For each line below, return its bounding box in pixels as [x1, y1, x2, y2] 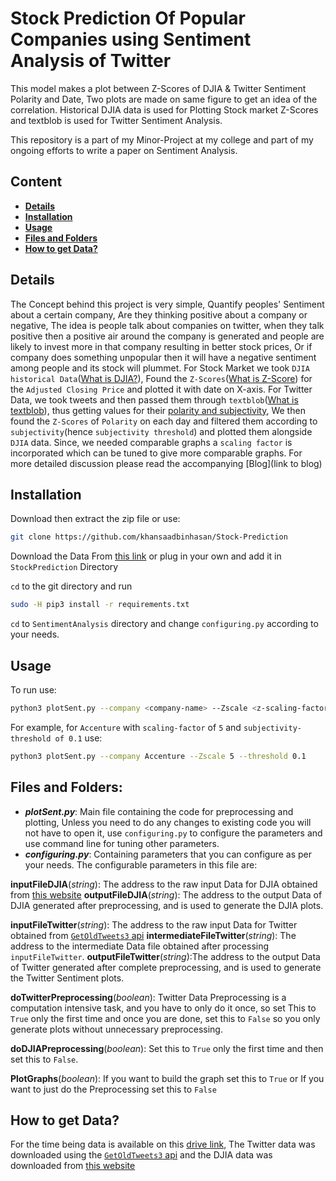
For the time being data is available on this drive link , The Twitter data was [10, 1138, 316, 1151]
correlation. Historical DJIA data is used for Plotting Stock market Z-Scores [10, 103, 319, 116]
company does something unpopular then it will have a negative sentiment [10, 351, 317, 363]
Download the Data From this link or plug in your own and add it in [10, 550, 282, 562]
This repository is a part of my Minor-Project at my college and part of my [10, 133, 314, 146]
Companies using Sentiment [10, 28, 252, 51]
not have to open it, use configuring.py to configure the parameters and [24, 827, 323, 839]
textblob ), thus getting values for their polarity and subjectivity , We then [10, 404, 306, 416]
